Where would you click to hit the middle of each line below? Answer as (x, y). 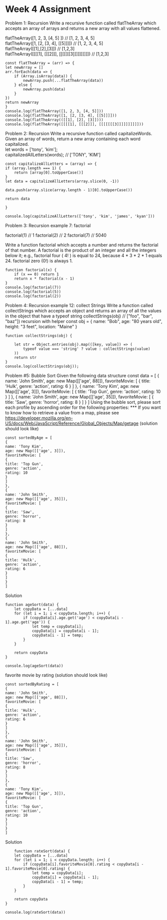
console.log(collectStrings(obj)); (42, 366)
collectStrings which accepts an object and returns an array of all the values (83, 310)
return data (17, 199)
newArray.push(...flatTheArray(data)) (63, 80)
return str (25, 357)
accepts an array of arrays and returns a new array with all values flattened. (83, 28)
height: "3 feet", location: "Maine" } (41, 326)
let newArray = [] (24, 67)
